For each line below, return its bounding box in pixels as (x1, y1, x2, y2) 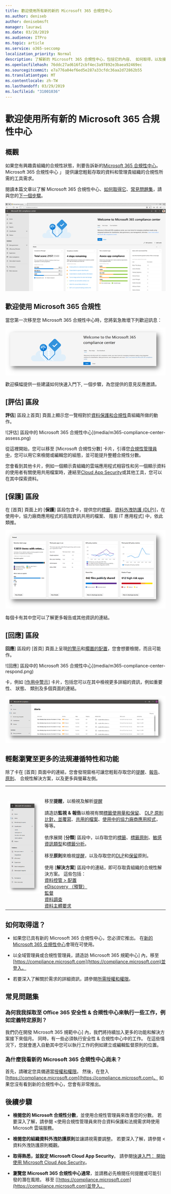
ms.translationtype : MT (5, 73, 56, 78)
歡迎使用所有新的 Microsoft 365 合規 (5, 113, 160, 125)
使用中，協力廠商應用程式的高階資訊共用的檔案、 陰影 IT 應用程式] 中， (5, 513, 154, 519)
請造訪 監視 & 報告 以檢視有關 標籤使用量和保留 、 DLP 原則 (44, 809, 164, 816)
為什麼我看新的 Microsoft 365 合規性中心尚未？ (5, 1056, 122, 1063)
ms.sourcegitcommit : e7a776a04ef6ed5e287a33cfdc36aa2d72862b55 (5, 67, 142, 73)
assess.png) (5, 435, 32, 441)
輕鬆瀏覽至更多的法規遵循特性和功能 (5, 754, 119, 763)
